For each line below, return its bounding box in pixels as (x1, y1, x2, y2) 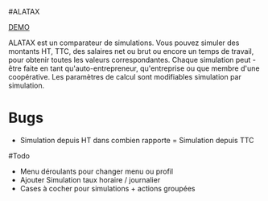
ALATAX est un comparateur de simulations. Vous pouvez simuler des (8, 38, 240, 47)
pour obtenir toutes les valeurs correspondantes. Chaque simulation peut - (8, 55, 256, 64)
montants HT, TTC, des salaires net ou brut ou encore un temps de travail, (8, 47, 254, 55)
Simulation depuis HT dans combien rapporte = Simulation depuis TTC (19, 135, 255, 145)
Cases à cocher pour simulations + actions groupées (19, 183, 196, 193)
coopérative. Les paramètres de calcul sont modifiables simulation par (8, 72, 241, 81)
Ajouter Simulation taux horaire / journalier (19, 174, 161, 184)
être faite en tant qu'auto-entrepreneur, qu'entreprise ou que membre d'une (8, 64, 260, 73)
